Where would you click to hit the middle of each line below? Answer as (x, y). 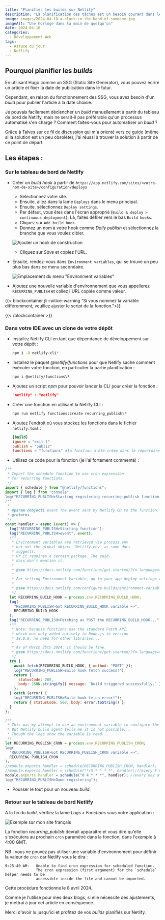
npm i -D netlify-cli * (35, 353)
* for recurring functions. (36, 478)
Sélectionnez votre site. (43, 196)
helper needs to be (25, 875)
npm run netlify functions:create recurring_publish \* (69, 414)
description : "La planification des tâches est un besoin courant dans (80, 14)
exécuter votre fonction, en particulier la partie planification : (73, 368)
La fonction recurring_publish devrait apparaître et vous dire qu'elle (73, 832)
